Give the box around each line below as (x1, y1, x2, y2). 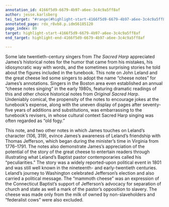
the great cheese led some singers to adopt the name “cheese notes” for (5, 75, 156, 81)
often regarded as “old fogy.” (5, 118, 65, 124)
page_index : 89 (5, 26, 37, 31)
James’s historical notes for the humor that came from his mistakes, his (5, 59, 153, 65)
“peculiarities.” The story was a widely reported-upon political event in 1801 (5, 159, 162, 165)
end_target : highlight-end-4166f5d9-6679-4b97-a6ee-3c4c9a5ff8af (5, 36, 145, 41)
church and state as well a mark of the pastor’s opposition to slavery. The (5, 186, 157, 192)
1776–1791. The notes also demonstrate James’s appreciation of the (5, 143, 145, 149)
